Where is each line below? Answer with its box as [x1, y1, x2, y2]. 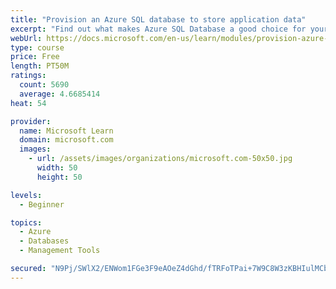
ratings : [10, 71, 47, 81]
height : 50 [36, 172, 83, 182]
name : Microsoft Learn [19, 126, 114, 136]
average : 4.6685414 [19, 89, 101, 99]
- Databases [19, 236, 70, 246]
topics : [10, 217, 43, 228]
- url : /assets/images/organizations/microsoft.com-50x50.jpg [28, 154, 293, 164]
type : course [10, 42, 65, 53]
